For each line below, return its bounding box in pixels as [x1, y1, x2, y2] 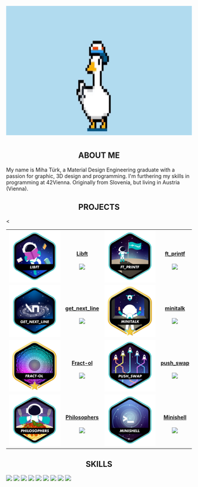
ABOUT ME [78, 151, 120, 161]
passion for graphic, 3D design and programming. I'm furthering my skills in [6, 172, 190, 180]
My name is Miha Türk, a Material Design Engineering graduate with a [6, 166, 175, 173]
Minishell [163, 414, 187, 421]
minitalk [164, 304, 186, 311]
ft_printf [164, 250, 186, 257]
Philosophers [65, 414, 99, 421]
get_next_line [65, 304, 99, 311]
